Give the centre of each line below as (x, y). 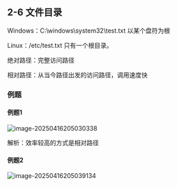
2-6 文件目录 (35, 13)
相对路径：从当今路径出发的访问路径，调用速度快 (77, 74)
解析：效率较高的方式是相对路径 (53, 143)
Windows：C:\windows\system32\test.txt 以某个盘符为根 (89, 31)
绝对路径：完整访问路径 (41, 60)
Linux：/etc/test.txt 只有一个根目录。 (60, 45)
